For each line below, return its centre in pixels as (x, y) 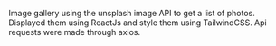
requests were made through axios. (75, 32)
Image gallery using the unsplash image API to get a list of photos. (132, 13)
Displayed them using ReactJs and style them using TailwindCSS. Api (138, 23)
